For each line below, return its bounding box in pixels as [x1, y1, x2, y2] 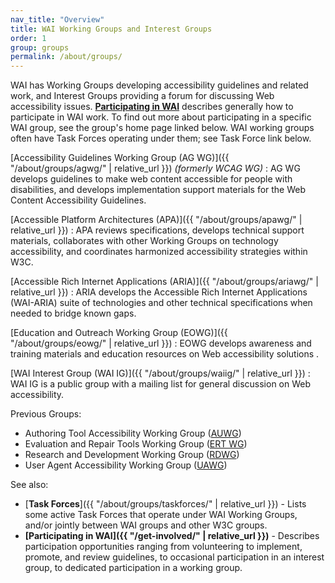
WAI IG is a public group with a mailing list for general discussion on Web [10, 378, 312, 390]
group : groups [10, 42, 70, 53]
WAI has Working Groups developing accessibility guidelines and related [10, 79, 309, 91]
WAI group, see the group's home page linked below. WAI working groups [10, 122, 315, 134]
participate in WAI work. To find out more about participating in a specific [10, 111, 312, 123]
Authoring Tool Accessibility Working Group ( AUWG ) [24, 427, 242, 440]
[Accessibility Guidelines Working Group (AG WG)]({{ [10, 152, 230, 164]
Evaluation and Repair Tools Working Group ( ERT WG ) [24, 438, 248, 450]
